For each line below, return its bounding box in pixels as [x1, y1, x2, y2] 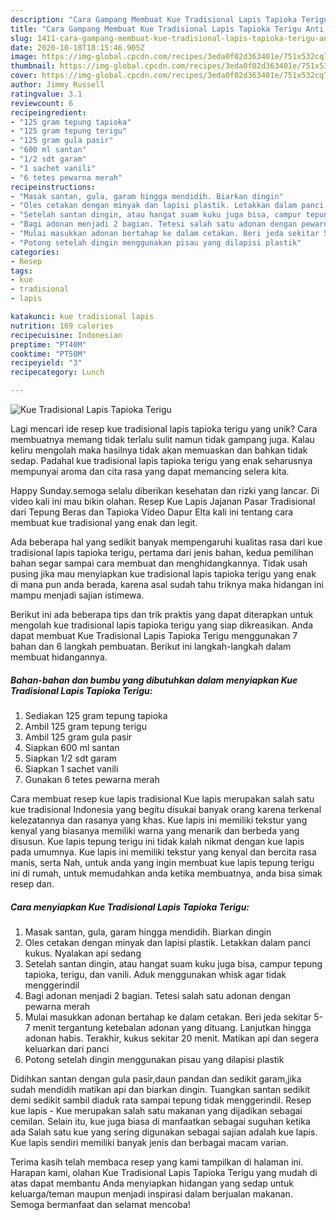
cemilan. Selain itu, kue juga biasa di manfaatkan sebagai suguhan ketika [10, 1115, 311, 1127]
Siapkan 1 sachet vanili [24, 762, 119, 775]
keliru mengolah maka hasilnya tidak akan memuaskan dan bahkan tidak [10, 444, 308, 456]
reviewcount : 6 [10, 98, 74, 108]
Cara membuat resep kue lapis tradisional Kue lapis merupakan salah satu [10, 792, 315, 805]
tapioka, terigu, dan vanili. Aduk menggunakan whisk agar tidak [24, 968, 287, 980]
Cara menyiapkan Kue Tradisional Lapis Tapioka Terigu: [10, 901, 250, 913]
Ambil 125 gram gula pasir [24, 731, 133, 743]
